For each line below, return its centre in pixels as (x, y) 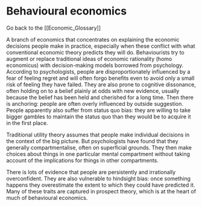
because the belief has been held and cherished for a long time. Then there (100, 97)
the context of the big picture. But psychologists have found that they (93, 141)
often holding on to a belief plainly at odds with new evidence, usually (93, 91)
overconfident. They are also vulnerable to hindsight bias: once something (99, 178)
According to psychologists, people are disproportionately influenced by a (98, 71)
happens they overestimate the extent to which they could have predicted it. (101, 185)
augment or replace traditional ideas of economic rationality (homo (89, 59)
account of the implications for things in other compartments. (82, 160)
